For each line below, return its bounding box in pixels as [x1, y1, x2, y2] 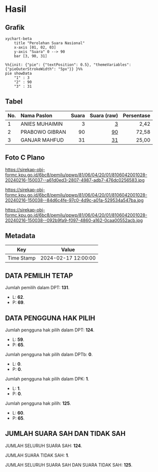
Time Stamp [7, 255, 36, 262]
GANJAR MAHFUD [20, 136, 64, 143]
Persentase [122, 112, 151, 119]
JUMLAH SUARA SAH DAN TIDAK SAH [5, 429, 126, 438]
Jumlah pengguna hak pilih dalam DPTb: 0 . [5, 352, 93, 358]
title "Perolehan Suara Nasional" [14, 41, 85, 46]
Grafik [5, 23, 25, 32]
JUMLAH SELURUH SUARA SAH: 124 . [5, 442, 82, 449]
